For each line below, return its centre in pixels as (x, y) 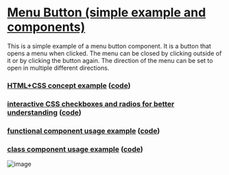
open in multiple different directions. (58, 68)
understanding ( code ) (44, 112)
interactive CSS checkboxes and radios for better (91, 104)
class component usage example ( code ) (75, 149)
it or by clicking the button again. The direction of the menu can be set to (110, 60)
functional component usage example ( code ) (84, 131)
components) (46, 27)
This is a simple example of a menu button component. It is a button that (109, 46)
